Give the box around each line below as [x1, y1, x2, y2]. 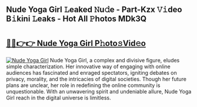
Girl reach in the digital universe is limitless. [6, 94, 111, 101]
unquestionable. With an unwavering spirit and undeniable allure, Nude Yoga [6, 88, 192, 95]
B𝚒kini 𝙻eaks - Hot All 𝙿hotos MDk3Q [6, 14, 147, 24]
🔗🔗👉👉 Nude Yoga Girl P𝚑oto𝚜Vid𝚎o [6, 38, 146, 48]
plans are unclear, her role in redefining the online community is [6, 82, 161, 89]
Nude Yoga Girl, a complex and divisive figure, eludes [49, 57, 180, 63]
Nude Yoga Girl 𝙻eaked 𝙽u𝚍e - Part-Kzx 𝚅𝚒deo [6, 5, 182, 15]
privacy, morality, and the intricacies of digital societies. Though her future [6, 76, 187, 82]
